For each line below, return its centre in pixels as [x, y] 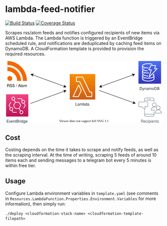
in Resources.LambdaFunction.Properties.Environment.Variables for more [81, 199]
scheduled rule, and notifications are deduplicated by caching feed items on [83, 43]
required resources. [25, 54]
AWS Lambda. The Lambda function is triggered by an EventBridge [74, 38]
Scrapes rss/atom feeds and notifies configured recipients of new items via [82, 32]
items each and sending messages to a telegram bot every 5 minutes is [78, 160]
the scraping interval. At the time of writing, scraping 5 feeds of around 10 [81, 155]
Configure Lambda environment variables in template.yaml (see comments [82, 193]
